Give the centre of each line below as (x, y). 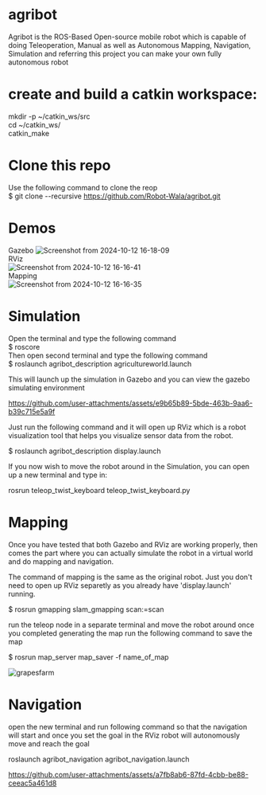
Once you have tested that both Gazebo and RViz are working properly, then (133, 544)
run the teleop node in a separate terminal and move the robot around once (131, 625)
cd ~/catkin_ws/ (35, 124)
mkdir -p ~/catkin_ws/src (49, 116)
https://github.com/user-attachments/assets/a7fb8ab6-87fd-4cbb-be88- (128, 774)
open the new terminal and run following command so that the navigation (128, 726)
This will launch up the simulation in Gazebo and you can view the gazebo (129, 379)
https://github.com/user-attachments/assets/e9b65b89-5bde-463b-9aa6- (131, 403)
